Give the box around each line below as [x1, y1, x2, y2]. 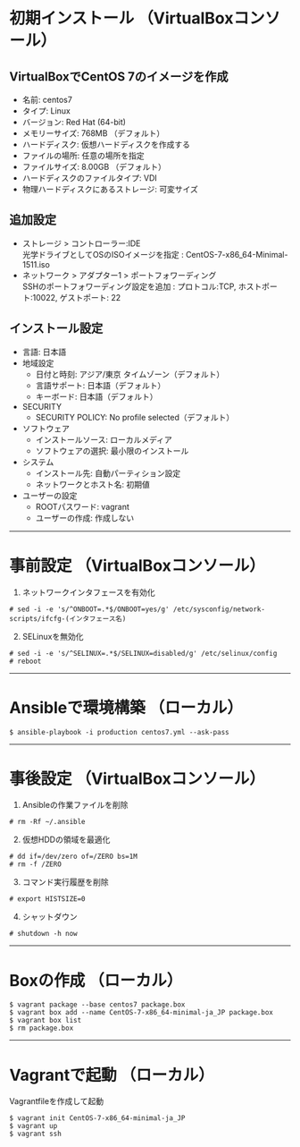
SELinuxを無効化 [21, 631, 84, 641]
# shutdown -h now [9, 930, 78, 939]
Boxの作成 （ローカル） [9, 970, 183, 990]
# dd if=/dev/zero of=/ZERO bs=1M [9, 852, 138, 862]
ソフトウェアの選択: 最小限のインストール [35, 445, 189, 456]
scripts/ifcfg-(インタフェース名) [9, 614, 127, 623]
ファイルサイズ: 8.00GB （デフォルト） [21, 162, 167, 172]
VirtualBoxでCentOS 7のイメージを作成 [9, 69, 229, 84]
